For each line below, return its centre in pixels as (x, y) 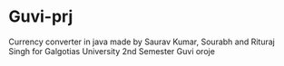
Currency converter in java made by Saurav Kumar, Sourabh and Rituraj (142, 42)
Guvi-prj (41, 17)
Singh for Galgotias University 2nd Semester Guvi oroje (112, 51)
